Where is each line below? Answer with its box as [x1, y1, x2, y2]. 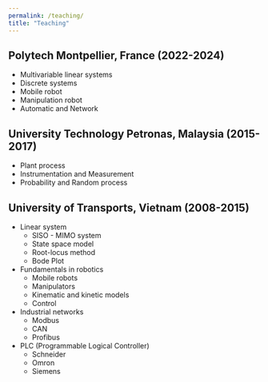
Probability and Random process [19, 177, 128, 188]
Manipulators [31, 281, 76, 291]
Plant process [19, 161, 66, 170]
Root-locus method [31, 247, 96, 257]
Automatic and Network [19, 104, 98, 113]
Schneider [31, 349, 66, 359]
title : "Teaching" [8, 19, 70, 27]
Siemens [31, 366, 62, 376]
